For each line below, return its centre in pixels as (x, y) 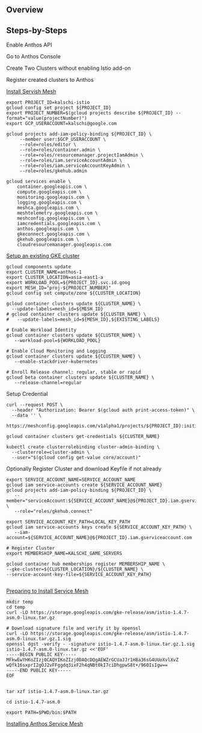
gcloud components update (38, 267)
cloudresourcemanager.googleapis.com (64, 245)
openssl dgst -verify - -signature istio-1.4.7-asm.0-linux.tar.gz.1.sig (101, 644)
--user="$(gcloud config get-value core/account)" (76, 458)
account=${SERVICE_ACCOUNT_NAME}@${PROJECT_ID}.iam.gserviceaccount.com (99, 538)
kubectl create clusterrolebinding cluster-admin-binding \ (83, 447)
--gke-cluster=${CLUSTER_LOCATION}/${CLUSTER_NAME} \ (75, 569)
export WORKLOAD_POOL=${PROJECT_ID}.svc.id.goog (68, 283)
